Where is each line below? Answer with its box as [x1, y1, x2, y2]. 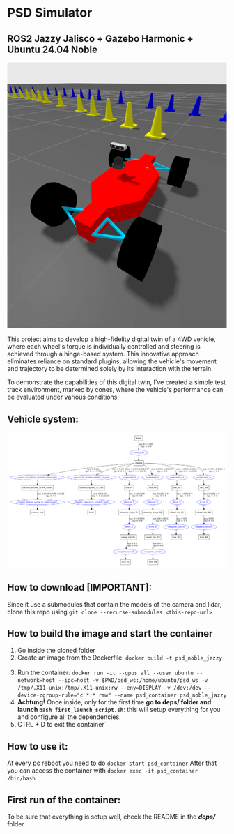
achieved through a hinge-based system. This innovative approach [7, 350, 200, 358]
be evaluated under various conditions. [7, 393, 120, 402]
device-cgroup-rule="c [17, 692, 84, 699]
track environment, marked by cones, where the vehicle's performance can [7, 386, 224, 394]
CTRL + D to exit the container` [17, 720, 107, 729]
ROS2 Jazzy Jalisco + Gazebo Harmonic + [7, 33, 194, 45]
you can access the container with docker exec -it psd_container [7, 766, 198, 775]
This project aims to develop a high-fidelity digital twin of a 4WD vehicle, [7, 335, 216, 343]
